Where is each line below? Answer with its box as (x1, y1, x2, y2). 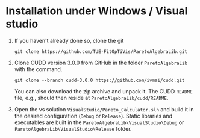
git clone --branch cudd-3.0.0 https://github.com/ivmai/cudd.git (14, 77, 185, 83)
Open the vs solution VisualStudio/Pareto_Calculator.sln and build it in (14, 105, 194, 113)
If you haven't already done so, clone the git (14, 37, 124, 44)
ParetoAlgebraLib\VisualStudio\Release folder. (14, 125, 132, 132)
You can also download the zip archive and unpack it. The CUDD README (14, 87, 193, 95)
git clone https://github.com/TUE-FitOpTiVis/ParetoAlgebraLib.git (14, 48, 187, 55)
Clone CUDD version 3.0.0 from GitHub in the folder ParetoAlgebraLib (14, 59, 188, 66)
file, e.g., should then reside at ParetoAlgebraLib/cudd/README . (14, 94, 169, 101)
